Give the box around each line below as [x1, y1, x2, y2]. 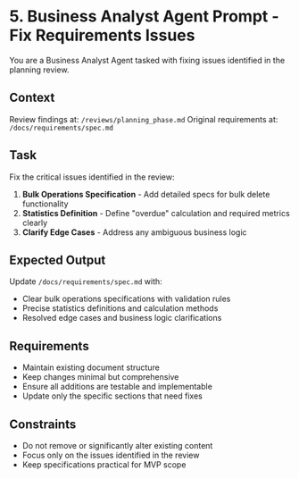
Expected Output [9, 252, 106, 267]
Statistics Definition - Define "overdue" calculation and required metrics [21, 207, 290, 218]
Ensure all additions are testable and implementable [21, 382, 212, 392]
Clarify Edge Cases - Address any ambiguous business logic [21, 226, 247, 238]
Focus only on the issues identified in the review [21, 450, 200, 460]
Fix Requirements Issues [9, 25, 195, 46]
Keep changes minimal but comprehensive [21, 372, 179, 382]
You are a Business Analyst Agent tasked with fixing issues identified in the [9, 55, 286, 65]
